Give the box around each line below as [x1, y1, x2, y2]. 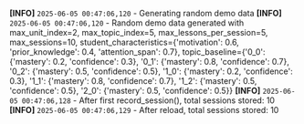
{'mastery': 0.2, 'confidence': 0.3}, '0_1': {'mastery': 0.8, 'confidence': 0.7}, [9, 57, 289, 67]
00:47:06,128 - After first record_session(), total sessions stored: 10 [21, 95, 276, 106]
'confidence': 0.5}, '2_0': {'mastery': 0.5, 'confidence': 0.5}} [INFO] [9, 86, 261, 96]
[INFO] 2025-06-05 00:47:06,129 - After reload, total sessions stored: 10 [9, 105, 279, 115]
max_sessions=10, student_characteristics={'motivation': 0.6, [9, 36, 239, 47]
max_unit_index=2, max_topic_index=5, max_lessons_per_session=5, [9, 27, 268, 37]
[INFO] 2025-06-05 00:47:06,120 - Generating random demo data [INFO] [9, 8, 282, 18]
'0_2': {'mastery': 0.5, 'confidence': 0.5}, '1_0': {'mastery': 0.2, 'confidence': [9, 66, 294, 77]
